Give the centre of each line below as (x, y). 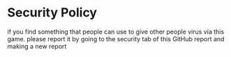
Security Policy (52, 13)
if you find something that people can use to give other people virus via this (116, 32)
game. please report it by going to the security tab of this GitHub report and (116, 38)
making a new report (37, 46)
